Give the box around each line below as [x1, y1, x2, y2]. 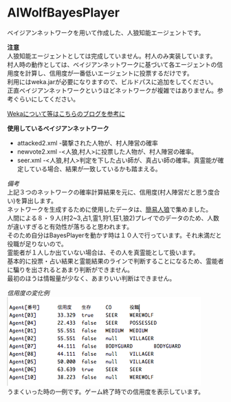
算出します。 [21, 197, 57, 205]
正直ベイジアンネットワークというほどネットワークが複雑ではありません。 [7, 86, 218, 94]
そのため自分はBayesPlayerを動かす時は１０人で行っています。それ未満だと [7, 231, 222, 239]
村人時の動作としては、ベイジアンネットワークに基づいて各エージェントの [7, 60, 217, 68]
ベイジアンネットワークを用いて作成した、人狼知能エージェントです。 [7, 28, 205, 37]
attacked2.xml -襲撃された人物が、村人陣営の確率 [16, 139, 158, 147]
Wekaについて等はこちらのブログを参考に [7, 109, 126, 118]
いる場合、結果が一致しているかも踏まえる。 [35, 164, 162, 173]
